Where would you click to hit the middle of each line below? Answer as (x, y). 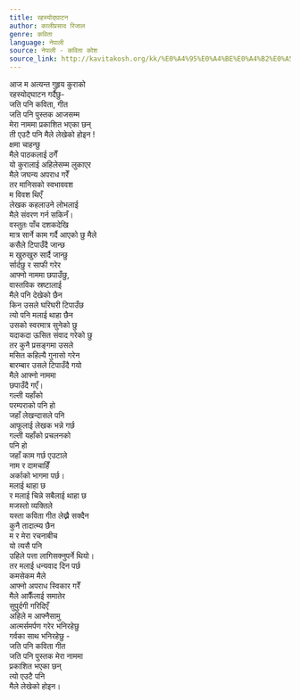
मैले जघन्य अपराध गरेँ (39, 174)
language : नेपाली (37, 42)
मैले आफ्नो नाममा (33, 375)
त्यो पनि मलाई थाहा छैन (42, 315)
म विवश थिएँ (26, 194)
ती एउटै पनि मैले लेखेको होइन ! (52, 134)
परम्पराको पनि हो (33, 405)
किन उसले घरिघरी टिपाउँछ (47, 305)
